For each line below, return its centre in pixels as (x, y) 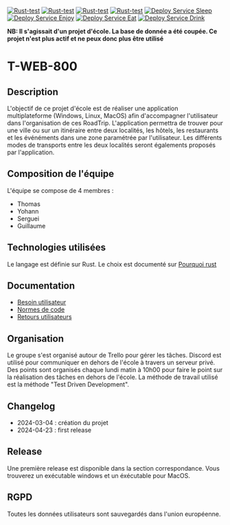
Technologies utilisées (57, 248)
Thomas (29, 204)
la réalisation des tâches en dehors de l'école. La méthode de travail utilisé (113, 377)
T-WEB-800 (42, 66)
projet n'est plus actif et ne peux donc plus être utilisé (85, 39)
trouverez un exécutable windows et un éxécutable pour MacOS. (99, 475)
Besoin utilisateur (42, 302)
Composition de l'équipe (61, 174)
